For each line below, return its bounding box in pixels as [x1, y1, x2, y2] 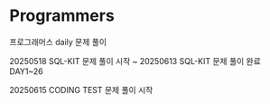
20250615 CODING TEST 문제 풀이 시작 [9, 84, 154, 95]
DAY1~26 [9, 65, 43, 77]
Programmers [9, 5, 115, 26]
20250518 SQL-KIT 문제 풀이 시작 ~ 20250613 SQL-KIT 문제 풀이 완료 [9, 55, 262, 66]
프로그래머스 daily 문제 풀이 [9, 36, 107, 47]
